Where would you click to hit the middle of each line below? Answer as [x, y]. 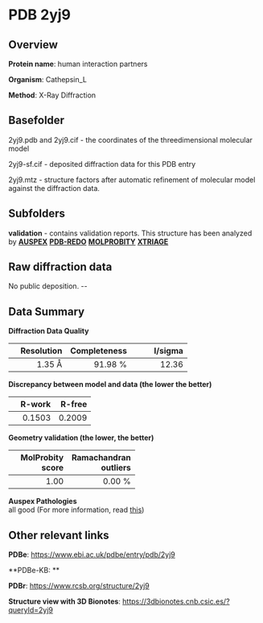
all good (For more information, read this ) [76, 510]
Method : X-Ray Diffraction [52, 95]
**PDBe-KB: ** [34, 571]
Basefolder [37, 120]
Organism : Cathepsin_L [47, 79]
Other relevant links [59, 535]
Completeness [98, 351]
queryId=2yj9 [31, 610]
